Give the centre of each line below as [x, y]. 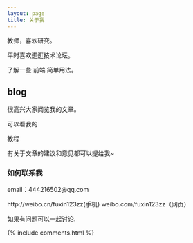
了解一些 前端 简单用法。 [42, 70]
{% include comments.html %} [51, 233]
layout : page [26, 13]
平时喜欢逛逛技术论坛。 [40, 55]
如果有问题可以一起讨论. [42, 219]
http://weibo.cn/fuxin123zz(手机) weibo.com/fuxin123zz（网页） [99, 204]
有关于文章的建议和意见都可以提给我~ [61, 153]
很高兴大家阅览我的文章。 [44, 109]
